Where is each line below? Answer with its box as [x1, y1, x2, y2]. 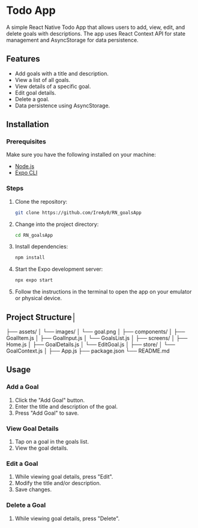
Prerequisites [6, 137, 46, 146]
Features [6, 54, 40, 64]
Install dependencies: [14, 243, 68, 250]
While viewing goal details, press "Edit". [14, 473, 113, 480]
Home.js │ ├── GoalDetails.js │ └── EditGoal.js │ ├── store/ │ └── [6, 341, 175, 348]
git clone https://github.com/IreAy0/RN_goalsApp [14, 209, 142, 216]
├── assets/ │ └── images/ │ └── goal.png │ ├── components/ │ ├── [6, 328, 185, 335]
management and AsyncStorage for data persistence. [6, 36, 139, 43]
